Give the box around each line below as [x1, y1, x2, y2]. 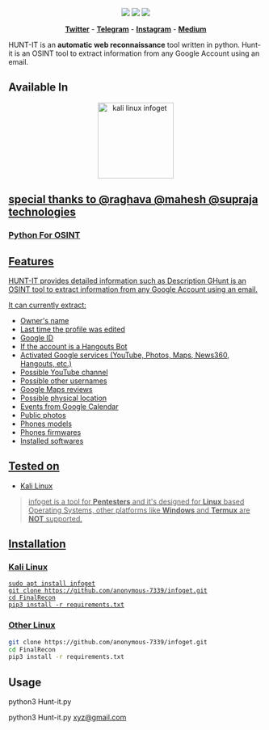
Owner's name [19, 315, 69, 325]
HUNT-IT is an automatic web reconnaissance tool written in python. [8, 40, 240, 49]
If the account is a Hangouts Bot [19, 341, 128, 351]
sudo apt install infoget [8, 580, 95, 588]
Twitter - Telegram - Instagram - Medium [65, 24, 207, 34]
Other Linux [8, 619, 56, 631]
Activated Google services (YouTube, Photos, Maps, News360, [19, 350, 230, 360]
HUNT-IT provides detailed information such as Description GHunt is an [8, 276, 246, 285]
